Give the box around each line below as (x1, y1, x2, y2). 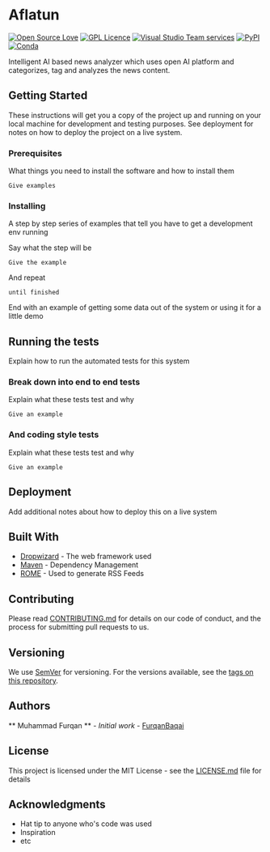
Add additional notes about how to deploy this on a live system (8, 507, 217, 516)
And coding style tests (8, 429, 99, 440)
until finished (8, 289, 60, 297)
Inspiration (19, 828, 56, 837)
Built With (8, 530, 59, 544)
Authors (8, 699, 51, 713)
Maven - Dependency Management (19, 560, 139, 570)
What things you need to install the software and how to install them (8, 166, 234, 176)
